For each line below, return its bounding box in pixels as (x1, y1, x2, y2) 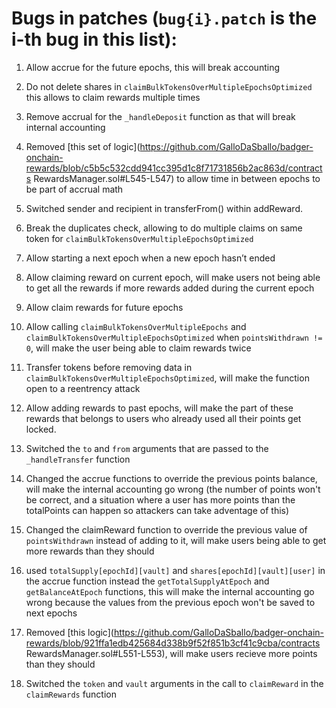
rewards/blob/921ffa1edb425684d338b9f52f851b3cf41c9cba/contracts (25, 637, 321, 649)
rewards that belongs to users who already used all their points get (25, 412, 302, 424)
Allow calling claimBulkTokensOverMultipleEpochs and (25, 320, 247, 332)
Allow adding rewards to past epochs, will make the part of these (25, 402, 294, 414)
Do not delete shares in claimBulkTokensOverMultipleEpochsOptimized (25, 80, 313, 92)
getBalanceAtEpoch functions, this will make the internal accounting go (25, 585, 315, 597)
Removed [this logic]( (25, 626, 114, 638)
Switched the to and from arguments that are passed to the (25, 442, 269, 454)
